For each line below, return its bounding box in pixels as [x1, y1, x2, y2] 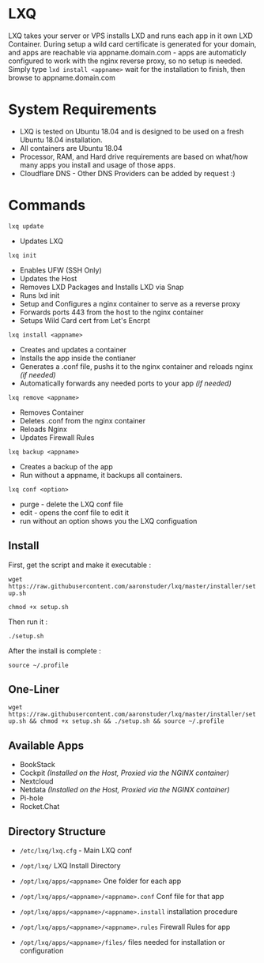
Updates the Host [19, 273, 77, 283]
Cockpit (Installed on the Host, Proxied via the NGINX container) [19, 768, 229, 778]
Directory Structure [8, 825, 107, 838]
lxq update [8, 222, 44, 230]
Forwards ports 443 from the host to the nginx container [19, 307, 204, 317]
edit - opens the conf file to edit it [19, 507, 129, 517]
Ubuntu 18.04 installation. [19, 135, 103, 145]
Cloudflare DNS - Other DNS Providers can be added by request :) [19, 168, 236, 178]
